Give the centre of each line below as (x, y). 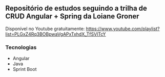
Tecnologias (21, 47)
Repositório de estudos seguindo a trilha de (76, 8)
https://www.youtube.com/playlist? (123, 29)
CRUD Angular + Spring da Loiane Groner (72, 17)
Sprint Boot (25, 69)
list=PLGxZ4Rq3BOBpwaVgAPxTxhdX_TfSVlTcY (56, 34)
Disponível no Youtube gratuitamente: (45, 29)
